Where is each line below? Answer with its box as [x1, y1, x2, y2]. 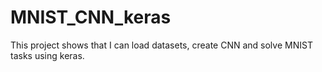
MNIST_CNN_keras [10, 6, 172, 29]
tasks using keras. [10, 49, 85, 61]
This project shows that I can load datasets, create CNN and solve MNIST [10, 39, 313, 51]
